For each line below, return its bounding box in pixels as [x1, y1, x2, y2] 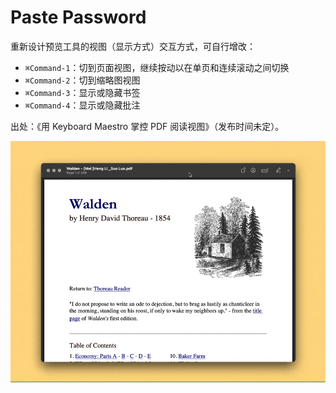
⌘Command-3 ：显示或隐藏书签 [24, 86, 141, 98]
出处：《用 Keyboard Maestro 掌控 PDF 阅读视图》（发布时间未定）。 [10, 120, 285, 132]
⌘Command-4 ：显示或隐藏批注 [24, 99, 141, 111]
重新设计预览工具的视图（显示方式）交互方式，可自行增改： [10, 40, 256, 52]
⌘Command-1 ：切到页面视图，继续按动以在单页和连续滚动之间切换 [24, 61, 290, 73]
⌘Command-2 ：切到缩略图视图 [24, 74, 141, 86]
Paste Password [10, 6, 147, 29]
